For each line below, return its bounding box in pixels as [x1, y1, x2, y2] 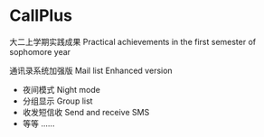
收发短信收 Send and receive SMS [22, 106, 150, 117]
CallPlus [9, 5, 72, 26]
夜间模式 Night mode [22, 84, 101, 95]
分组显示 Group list [22, 96, 93, 106]
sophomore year [9, 46, 71, 57]
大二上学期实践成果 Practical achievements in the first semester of [9, 36, 257, 47]
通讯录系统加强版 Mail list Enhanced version [9, 65, 174, 76]
